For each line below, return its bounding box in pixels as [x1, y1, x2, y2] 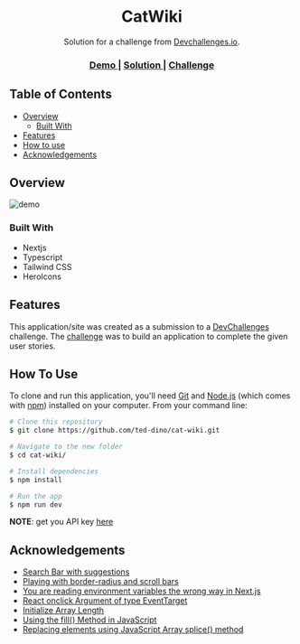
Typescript [22, 251, 63, 263]
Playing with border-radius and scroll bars [22, 576, 179, 587]
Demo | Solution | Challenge [89, 59, 215, 71]
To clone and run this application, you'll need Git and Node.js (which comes [9, 390, 291, 401]
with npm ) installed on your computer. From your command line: [9, 400, 248, 411]
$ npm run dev [9, 499, 63, 509]
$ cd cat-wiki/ [9, 451, 67, 460]
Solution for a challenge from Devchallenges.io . [63, 36, 240, 47]
